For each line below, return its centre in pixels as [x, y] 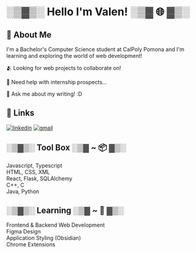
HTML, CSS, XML [28, 172]
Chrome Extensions [31, 244]
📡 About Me [29, 34]
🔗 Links [20, 113]
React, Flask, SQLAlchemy [40, 178]
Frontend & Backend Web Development [56, 225]
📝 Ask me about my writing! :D [44, 94]
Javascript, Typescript [34, 165]
